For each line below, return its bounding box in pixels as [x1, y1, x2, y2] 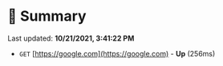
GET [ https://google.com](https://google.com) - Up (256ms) [18, 49, 216, 58]
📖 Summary [7, 7, 87, 25]
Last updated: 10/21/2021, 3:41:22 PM [7, 33, 135, 43]
